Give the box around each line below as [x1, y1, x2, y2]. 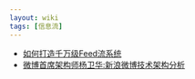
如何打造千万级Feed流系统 [22, 47, 122, 59]
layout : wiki [9, 13, 59, 23]
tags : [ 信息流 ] [9, 22, 64, 31]
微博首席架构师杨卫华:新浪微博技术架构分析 [22, 59, 185, 70]
